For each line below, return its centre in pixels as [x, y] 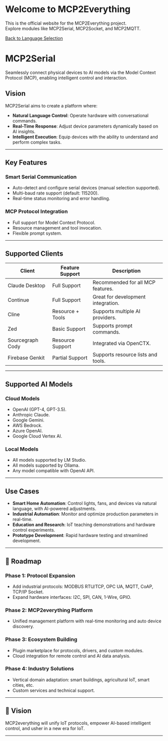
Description [126, 271]
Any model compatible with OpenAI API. [53, 471]
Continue [18, 300]
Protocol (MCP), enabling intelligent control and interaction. [66, 78]
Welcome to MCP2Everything [68, 9]
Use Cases [22, 491]
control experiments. [34, 530]
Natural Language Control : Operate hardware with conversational [80, 115]
